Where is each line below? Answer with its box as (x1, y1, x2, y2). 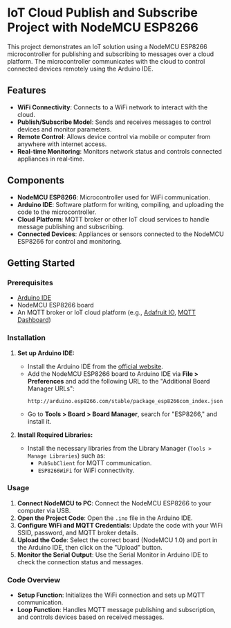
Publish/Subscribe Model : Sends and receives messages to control (17, 118, 212, 126)
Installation (7, 333, 46, 343)
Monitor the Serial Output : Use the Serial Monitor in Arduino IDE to (17, 550, 209, 559)
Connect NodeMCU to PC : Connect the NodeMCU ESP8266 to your (17, 499, 212, 507)
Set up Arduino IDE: (17, 348, 75, 357)
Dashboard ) (17, 316, 52, 324)
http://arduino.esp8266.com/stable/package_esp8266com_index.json (27, 397, 223, 404)
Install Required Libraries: (17, 431, 93, 439)
